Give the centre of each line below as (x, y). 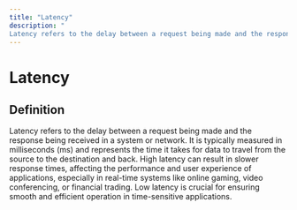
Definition (37, 110)
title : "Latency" (41, 17)
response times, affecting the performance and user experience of (130, 169)
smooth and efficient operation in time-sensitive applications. (121, 197)
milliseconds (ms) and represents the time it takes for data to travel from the (147, 150)
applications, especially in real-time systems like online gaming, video (136, 178)
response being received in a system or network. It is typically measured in (146, 140)
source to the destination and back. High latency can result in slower (134, 159)
